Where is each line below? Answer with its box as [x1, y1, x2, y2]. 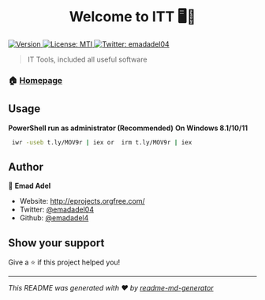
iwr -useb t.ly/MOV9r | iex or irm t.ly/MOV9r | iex [11, 138, 192, 146]
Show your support [8, 236, 105, 249]
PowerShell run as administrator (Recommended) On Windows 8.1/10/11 [8, 123, 248, 133]
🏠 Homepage [8, 74, 63, 85]
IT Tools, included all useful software [27, 54, 147, 64]
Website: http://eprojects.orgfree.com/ [19, 197, 145, 206]
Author [8, 160, 43, 174]
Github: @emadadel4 [19, 213, 89, 223]
